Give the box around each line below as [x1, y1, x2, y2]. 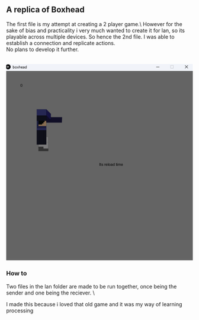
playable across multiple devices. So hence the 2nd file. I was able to [6, 33, 175, 40]
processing [6, 307, 34, 314]
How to [6, 270, 27, 278]
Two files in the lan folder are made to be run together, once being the [6, 283, 177, 290]
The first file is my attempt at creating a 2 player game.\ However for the [6, 20, 182, 27]
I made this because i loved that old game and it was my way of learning [6, 300, 182, 308]
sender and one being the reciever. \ [6, 289, 95, 296]
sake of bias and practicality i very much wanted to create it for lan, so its [6, 27, 185, 34]
